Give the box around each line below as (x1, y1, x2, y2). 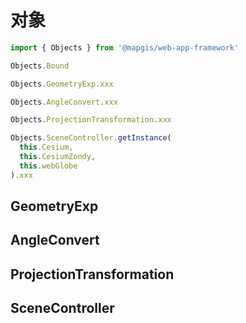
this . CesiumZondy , (19, 152, 97, 162)
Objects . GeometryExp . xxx (10, 79, 114, 89)
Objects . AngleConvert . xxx (10, 97, 118, 107)
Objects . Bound (10, 61, 70, 71)
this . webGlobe (19, 161, 78, 171)
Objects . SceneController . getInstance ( (10, 133, 172, 143)
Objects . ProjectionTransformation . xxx (10, 115, 172, 125)
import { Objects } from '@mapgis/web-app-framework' (10, 42, 240, 53)
